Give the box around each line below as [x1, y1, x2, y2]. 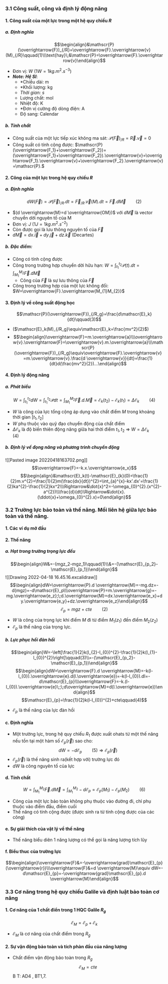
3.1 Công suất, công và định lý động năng [5, 5, 108, 12]
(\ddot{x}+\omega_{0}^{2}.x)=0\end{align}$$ [37, 494, 131, 500]
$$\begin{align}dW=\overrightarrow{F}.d [15, 668, 100, 673]
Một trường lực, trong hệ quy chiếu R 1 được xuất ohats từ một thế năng [12, 731, 159, 738]
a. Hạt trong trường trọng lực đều [5, 548, 76, 554]
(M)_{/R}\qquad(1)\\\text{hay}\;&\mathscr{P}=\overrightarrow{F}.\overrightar [5, 52, 163, 58]
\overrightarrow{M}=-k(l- [101, 668, 153, 673]
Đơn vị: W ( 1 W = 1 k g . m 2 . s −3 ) [12, 67, 72, 74]
